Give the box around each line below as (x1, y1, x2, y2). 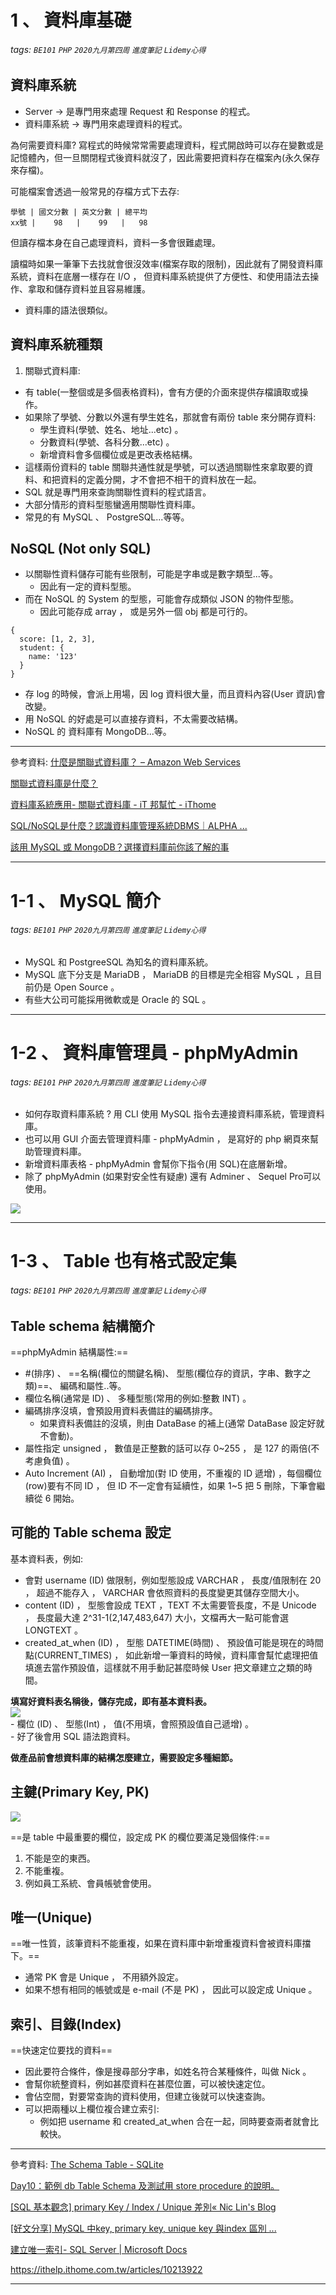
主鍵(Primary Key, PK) (10, 1784, 150, 1801)
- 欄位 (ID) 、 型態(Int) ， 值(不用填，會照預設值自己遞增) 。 (10, 1717, 255, 1730)
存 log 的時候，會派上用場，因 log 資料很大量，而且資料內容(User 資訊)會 (24, 688, 326, 700)
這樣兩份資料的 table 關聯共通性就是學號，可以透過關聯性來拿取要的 (24, 461, 305, 473)
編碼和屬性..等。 (59, 1380, 127, 1392)
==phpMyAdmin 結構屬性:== (10, 1346, 129, 1358)
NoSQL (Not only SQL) (10, 541, 152, 558)
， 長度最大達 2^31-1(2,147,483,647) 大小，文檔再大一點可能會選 (24, 1611, 290, 1623)
